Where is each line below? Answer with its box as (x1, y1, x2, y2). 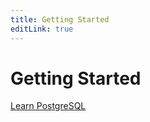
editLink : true (10, 24, 74, 34)
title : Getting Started (10, 14, 110, 25)
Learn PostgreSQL (10, 100, 87, 112)
